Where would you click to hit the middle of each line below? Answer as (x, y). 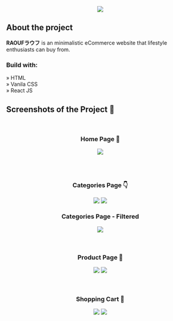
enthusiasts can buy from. (38, 49)
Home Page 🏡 (100, 139)
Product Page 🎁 (100, 257)
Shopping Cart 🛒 (100, 299)
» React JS (19, 91)
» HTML (16, 78)
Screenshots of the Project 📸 (61, 109)
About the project (40, 28)
